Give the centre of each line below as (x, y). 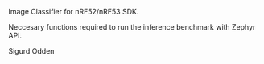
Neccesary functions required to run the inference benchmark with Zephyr (132, 27)
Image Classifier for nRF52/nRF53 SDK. (74, 12)
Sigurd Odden (31, 51)
